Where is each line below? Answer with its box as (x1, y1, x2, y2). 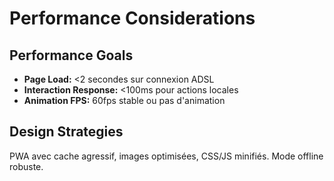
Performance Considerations (9, 7, 256, 30)
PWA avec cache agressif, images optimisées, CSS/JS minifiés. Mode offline (9, 150, 324, 162)
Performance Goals (9, 47, 134, 64)
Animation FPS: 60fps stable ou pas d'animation (23, 95, 226, 106)
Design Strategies (9, 123, 124, 141)
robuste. (9, 160, 44, 172)
